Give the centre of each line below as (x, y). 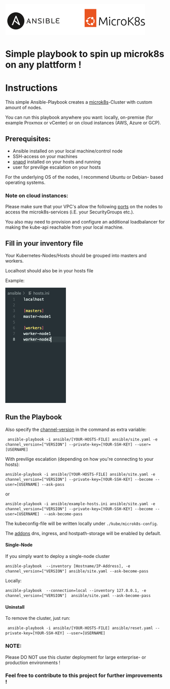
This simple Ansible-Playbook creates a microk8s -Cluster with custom (79, 102)
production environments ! (33, 663)
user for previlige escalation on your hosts (57, 167)
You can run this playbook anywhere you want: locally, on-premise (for (79, 117)
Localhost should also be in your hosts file (49, 271)
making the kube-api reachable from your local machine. (64, 227)
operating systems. (25, 182)
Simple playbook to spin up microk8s (85, 54)
